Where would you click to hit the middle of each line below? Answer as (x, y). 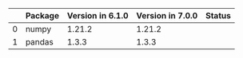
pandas (39, 42)
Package (42, 15)
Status (218, 15)
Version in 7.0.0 (167, 15)
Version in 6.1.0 (98, 15)
